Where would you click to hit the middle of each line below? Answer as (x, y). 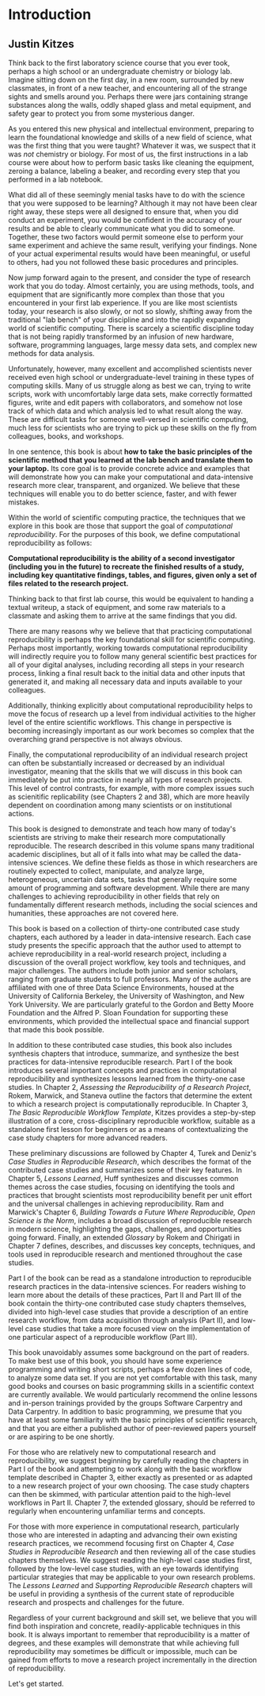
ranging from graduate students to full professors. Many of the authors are (130, 979)
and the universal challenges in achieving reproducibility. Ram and (116, 1204)
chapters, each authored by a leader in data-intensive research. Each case (130, 937)
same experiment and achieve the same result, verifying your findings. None (132, 245)
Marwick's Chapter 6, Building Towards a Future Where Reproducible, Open (132, 1212)
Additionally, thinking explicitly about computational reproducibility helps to (131, 705)
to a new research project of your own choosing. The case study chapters (129, 1486)
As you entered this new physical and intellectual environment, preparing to (131, 129)
